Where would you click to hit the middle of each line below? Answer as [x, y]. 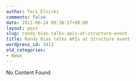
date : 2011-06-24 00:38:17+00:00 [47, 22]
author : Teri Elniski [33, 12]
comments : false [26, 17]
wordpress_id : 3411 [30, 45]
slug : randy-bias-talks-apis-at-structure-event [67, 34]
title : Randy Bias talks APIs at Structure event [68, 39]
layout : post [22, 28]
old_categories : [26, 50]
